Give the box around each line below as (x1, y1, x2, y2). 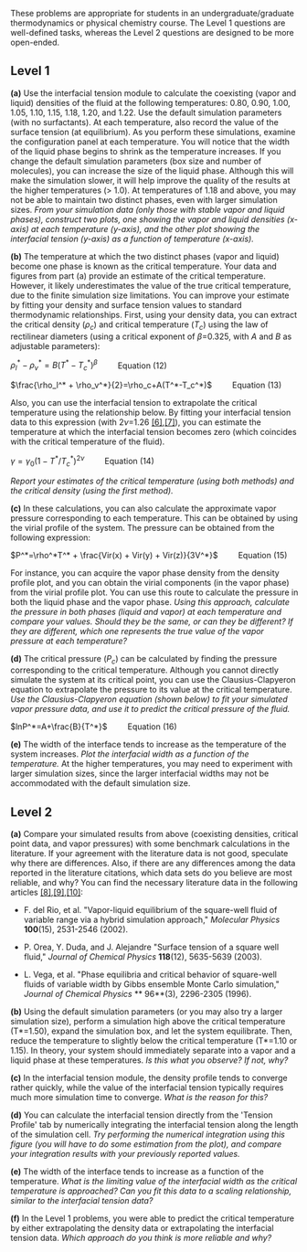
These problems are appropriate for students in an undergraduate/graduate (10, 8, 295, 18)
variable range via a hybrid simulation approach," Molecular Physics (23, 914, 281, 926)
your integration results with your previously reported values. (10, 1149, 240, 1160)
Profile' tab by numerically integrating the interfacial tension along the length (10, 1119, 299, 1130)
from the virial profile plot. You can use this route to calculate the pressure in (10, 587, 299, 598)
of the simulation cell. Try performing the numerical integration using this (10, 1129, 286, 1141)
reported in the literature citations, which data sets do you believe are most (10, 867, 293, 878)
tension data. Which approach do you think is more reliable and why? (10, 1233, 272, 1244)
